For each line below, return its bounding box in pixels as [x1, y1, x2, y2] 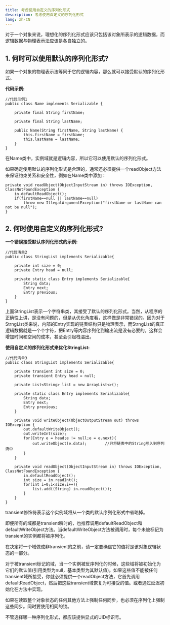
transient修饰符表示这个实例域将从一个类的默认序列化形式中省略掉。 [5, 509, 148, 515]
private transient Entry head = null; [14, 373, 96, 379]
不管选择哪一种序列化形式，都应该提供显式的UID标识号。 [5, 614, 124, 620]
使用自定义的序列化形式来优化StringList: [5, 345, 90, 351]
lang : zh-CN [5, 17, 30, 22]
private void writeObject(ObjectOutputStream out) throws [14, 418, 139, 423]
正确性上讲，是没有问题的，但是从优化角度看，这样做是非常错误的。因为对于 [5, 315, 165, 321]
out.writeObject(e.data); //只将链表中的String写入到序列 [32, 441, 165, 446]
